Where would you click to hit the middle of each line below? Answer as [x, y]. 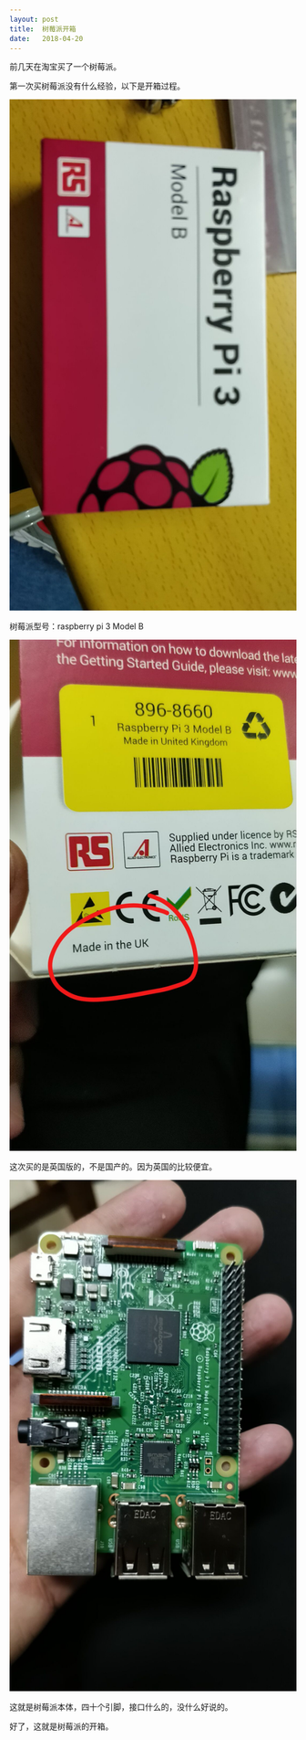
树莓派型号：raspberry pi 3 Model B [76, 626]
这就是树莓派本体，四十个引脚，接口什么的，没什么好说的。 [121, 1707]
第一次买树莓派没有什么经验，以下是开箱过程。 [97, 86]
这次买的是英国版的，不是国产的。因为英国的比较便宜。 [113, 1167]
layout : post [34, 19]
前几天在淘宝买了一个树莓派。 [65, 67]
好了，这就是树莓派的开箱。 [61, 1726]
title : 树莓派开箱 [43, 29]
